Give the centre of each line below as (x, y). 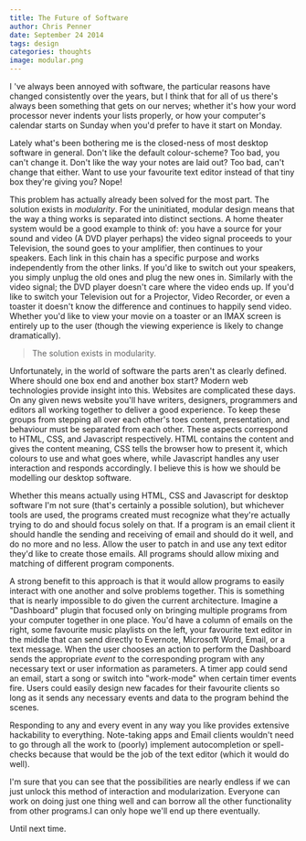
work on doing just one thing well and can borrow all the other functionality (151, 801)
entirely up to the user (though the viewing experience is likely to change (147, 326)
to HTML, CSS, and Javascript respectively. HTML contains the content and (152, 439)
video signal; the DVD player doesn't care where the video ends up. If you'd (152, 287)
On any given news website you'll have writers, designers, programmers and (153, 400)
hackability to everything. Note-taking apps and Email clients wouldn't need (152, 735)
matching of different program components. (92, 564)
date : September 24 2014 (57, 35)
